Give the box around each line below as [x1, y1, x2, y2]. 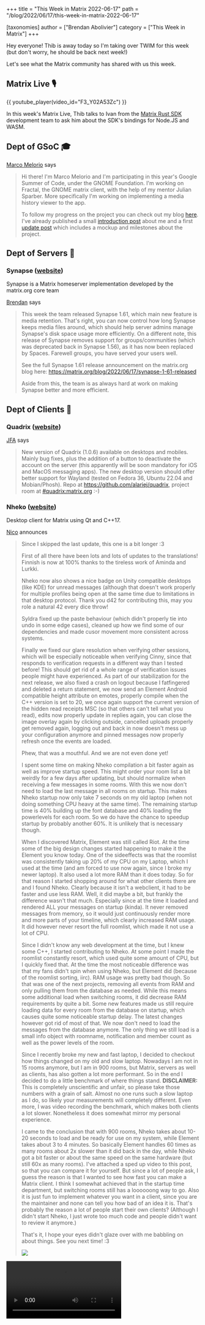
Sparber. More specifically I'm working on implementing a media [21, 192, 184, 200]
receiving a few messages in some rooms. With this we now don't [21, 781, 187, 788]
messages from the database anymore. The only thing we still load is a [21, 1026, 199, 1033]
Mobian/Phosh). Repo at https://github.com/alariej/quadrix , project [21, 481, 190, 488]
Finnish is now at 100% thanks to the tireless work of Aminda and [21, 559, 186, 566]
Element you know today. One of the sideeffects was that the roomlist [21, 851, 197, 859]
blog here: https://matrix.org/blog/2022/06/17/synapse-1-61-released [21, 368, 197, 376]
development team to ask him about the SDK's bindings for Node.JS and [6, 116, 189, 124]
